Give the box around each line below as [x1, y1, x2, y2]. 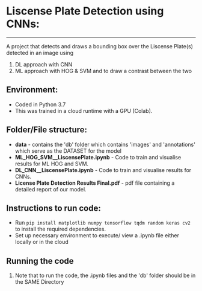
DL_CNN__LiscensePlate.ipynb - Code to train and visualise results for [14, 166, 192, 173]
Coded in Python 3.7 [14, 101, 66, 108]
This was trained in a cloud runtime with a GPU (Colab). [14, 107, 153, 114]
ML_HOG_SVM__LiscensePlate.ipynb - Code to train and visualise [14, 153, 182, 161]
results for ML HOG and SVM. [14, 160, 89, 167]
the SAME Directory [14, 278, 64, 286]
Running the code [6, 255, 74, 266]
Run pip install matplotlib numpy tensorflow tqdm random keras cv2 [14, 219, 191, 226]
